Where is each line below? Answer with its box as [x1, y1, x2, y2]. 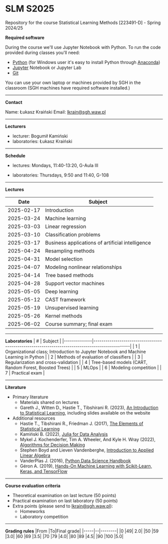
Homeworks [19, 508, 45, 514]
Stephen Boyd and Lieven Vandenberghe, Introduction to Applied [19, 447, 154, 453]
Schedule [5, 152, 26, 158]
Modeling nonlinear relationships [44, 263, 122, 270]
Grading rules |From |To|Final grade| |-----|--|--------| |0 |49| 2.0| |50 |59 [5, 528, 159, 534]
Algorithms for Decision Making [19, 441, 85, 447]
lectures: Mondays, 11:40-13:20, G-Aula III [12, 162, 98, 168]
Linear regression [44, 223, 86, 230]
